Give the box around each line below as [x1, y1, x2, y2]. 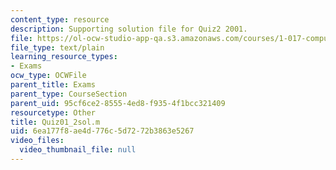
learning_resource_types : [10, 52, 118, 62]
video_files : [10, 136, 65, 146]
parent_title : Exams [10, 80, 97, 90]
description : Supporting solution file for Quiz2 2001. [10, 24, 248, 34]
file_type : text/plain [10, 42, 105, 53]
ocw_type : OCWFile [10, 71, 87, 81]
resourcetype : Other [10, 107, 97, 118]
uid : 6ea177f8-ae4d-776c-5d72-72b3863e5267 [10, 126, 195, 136]
